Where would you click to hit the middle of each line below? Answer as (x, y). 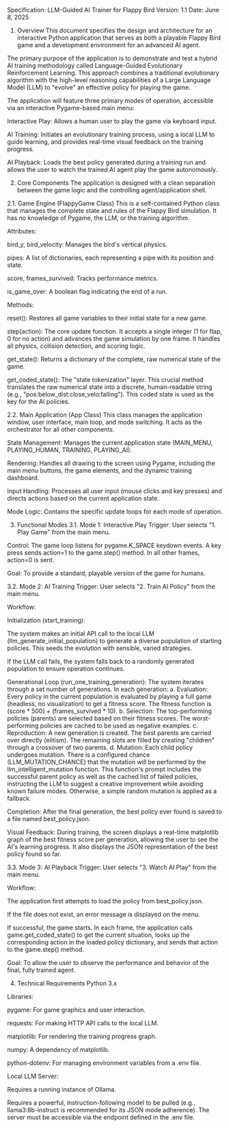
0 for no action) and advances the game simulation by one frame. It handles (114, 339)
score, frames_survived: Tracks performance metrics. (83, 278)
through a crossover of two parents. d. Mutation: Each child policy (100, 747)
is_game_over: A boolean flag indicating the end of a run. (87, 291)
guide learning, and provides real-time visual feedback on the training (105, 142)
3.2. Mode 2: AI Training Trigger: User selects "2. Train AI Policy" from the (111, 586)
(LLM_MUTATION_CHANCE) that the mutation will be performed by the (107, 762)
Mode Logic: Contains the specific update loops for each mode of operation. (115, 512)
